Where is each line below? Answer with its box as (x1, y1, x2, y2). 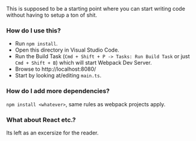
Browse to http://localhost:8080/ (14, 65, 96, 73)
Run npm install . (14, 40, 58, 47)
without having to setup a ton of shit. (6, 11, 98, 19)
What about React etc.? (6, 115, 77, 124)
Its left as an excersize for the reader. (6, 129, 99, 136)
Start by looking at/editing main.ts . (14, 72, 101, 79)
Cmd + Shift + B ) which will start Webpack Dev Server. (14, 59, 152, 67)
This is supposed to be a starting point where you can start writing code (6, 5, 186, 12)
